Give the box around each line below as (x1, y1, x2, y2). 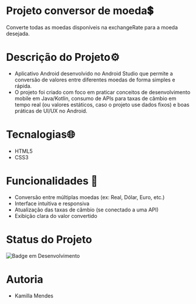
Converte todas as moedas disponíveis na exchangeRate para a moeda (6, 23, 178, 30)
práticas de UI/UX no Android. (14, 107, 88, 114)
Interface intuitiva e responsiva (14, 200, 90, 207)
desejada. (6, 30, 31, 37)
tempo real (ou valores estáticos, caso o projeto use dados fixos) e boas (14, 101, 190, 108)
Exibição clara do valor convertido (14, 212, 98, 219)
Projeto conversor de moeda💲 (6, 4, 154, 18)
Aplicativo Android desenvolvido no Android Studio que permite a (14, 70, 173, 77)
